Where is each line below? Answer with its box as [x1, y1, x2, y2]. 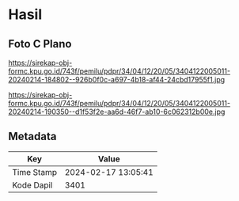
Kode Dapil [12, 180, 53, 191]
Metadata [8, 130, 57, 143]
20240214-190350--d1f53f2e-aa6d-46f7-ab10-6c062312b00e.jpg [8, 107, 226, 116]
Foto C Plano [8, 37, 72, 51]
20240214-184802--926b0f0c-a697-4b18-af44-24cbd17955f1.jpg [8, 75, 226, 84]
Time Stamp [12, 166, 58, 177]
